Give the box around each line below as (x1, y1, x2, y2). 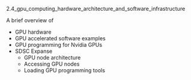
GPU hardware (14, 28, 52, 35)
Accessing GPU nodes (23, 60, 80, 67)
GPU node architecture (23, 54, 81, 61)
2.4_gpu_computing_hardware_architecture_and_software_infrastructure (6, 5, 186, 12)
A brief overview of (6, 17, 54, 23)
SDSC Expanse (14, 48, 53, 55)
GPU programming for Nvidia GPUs (14, 42, 103, 48)
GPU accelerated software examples (14, 35, 106, 42)
